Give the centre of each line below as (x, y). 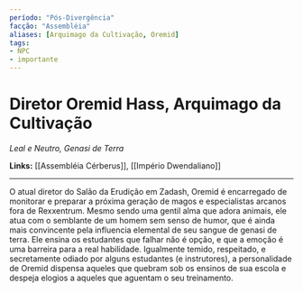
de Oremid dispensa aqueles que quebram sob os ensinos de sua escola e (148, 268)
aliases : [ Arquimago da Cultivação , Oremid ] (94, 34)
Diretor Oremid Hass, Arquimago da (145, 104)
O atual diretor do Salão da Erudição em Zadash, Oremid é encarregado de (148, 191)
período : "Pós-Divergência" (62, 18)
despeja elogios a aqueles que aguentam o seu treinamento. (122, 278)
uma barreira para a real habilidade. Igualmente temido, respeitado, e (138, 249)
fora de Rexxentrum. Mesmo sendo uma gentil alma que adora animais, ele (148, 210)
